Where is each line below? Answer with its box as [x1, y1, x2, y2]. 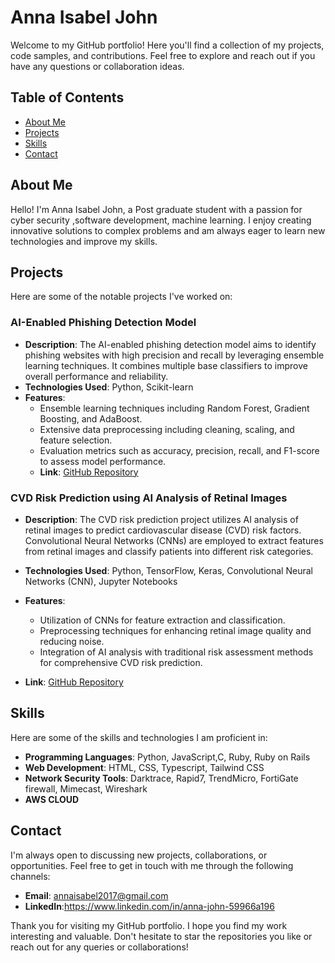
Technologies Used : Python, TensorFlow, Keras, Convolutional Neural [24, 564, 313, 576]
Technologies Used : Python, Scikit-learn [24, 381, 194, 393]
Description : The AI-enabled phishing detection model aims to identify [24, 338, 317, 350]
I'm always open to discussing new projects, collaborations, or [10, 849, 268, 861]
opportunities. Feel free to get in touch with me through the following [10, 859, 294, 871]
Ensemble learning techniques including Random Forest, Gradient [39, 402, 310, 414]
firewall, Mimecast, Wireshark [24, 782, 148, 795]
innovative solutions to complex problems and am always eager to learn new [10, 224, 326, 236]
